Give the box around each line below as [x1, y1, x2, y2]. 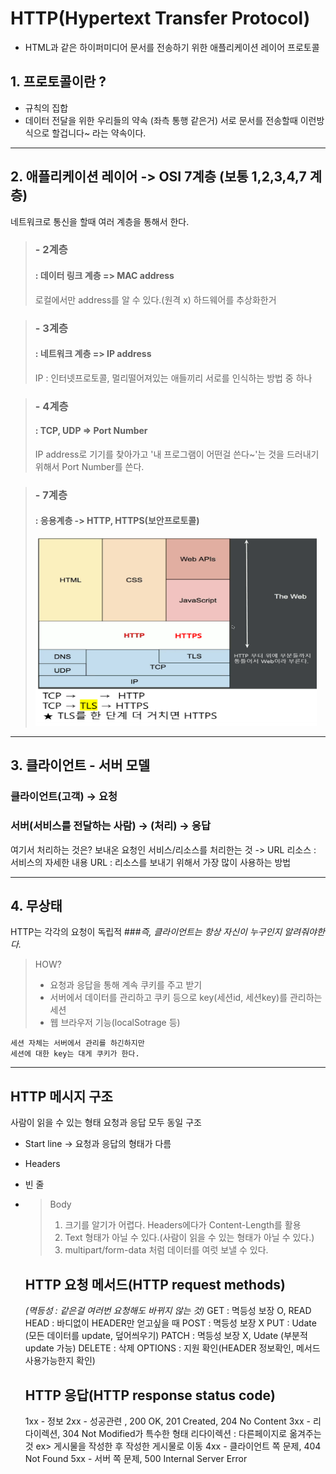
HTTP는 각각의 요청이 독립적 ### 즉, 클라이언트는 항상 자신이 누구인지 [10, 926, 283, 938]
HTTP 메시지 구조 [10, 1088, 113, 1105]
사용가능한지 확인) [24, 1355, 96, 1367]
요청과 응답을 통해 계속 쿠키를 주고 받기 [49, 979, 203, 991]
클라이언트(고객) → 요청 [10, 790, 118, 804]
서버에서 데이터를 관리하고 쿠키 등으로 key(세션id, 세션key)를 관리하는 [49, 992, 323, 1004]
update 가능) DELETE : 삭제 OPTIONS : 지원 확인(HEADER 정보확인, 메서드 [24, 1342, 321, 1354]
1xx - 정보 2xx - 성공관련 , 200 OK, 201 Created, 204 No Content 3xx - [24, 1415, 311, 1427]
